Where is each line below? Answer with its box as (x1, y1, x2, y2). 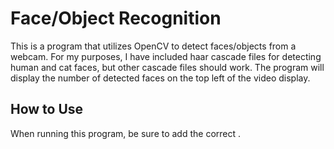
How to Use (10, 101, 84, 118)
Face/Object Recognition (10, 7, 222, 30)
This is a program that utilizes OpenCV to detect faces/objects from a (10, 40, 297, 52)
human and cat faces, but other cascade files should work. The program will (10, 61, 325, 73)
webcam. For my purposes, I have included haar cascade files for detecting (10, 50, 322, 62)
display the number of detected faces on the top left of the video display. (10, 72, 311, 84)
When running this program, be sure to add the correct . (10, 127, 242, 139)
